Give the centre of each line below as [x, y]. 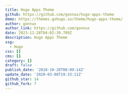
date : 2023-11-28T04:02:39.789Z [38, 33]
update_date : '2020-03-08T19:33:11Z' [44, 75]
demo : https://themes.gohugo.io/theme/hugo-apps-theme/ [64, 19]
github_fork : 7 [21, 84]
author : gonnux [21, 24]
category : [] [19, 61]
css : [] [13, 51]
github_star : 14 [22, 79]
